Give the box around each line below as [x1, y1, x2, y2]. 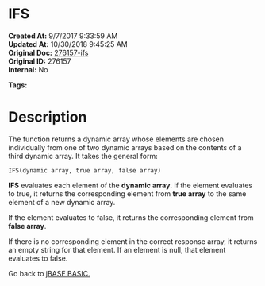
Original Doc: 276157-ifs [8, 48, 89, 57]
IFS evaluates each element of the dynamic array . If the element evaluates [8, 180, 252, 190]
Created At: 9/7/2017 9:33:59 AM [8, 31, 118, 41]
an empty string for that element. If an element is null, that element [8, 245, 226, 254]
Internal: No [8, 64, 48, 74]
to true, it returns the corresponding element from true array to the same [8, 188, 247, 199]
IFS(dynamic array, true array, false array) [8, 166, 161, 175]
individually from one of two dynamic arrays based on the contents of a [8, 142, 242, 152]
